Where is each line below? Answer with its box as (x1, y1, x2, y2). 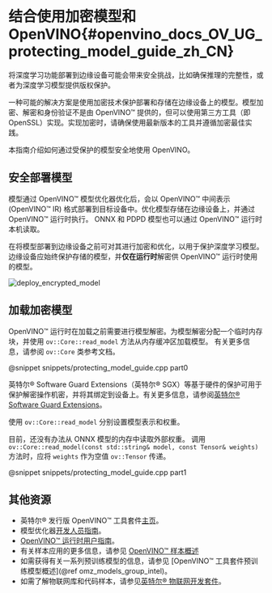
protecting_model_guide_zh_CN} (8, 42, 235, 61)
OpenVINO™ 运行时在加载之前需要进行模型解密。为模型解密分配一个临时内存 (8, 326, 263, 336)
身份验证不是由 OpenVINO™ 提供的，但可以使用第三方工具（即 (43, 107, 251, 117)
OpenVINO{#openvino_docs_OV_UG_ (8, 25, 263, 44)
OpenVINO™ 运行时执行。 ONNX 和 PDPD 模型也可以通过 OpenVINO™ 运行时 (8, 214, 263, 223)
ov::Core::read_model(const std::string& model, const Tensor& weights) (8, 443, 259, 451)
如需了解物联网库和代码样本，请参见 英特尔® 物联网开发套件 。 (19, 576, 227, 587)
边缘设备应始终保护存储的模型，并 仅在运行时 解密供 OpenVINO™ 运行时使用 (8, 252, 258, 261)
